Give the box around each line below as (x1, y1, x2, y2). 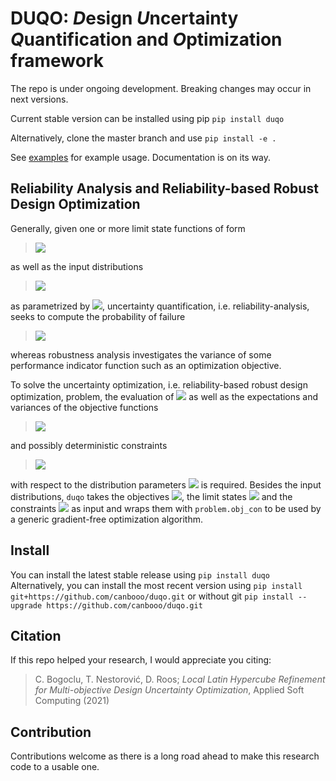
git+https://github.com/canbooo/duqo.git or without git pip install (10, 590, 294, 602)
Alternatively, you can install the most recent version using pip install (10, 579, 303, 591)
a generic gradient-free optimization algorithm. (10, 513, 203, 525)
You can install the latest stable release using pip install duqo (10, 568, 270, 581)
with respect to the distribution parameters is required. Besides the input (10, 478, 322, 491)
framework (10, 50, 104, 72)
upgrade (10, 600, 43, 611)
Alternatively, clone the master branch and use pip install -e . (10, 132, 277, 144)
